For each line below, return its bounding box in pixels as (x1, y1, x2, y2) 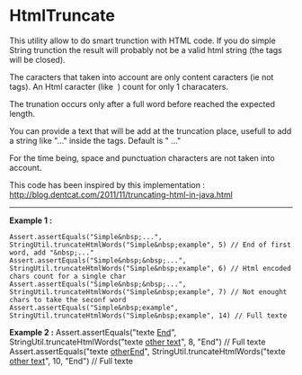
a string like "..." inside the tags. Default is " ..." (9, 135, 182, 146)
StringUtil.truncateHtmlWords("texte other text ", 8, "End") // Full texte (9, 336, 266, 347)
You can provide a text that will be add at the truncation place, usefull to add (9, 125, 292, 136)
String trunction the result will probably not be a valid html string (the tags (9, 44, 283, 55)
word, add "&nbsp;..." (9, 248, 94, 257)
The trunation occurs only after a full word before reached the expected (9, 98, 276, 109)
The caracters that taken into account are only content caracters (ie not (9, 71, 274, 82)
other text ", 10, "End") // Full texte (9, 355, 133, 366)
